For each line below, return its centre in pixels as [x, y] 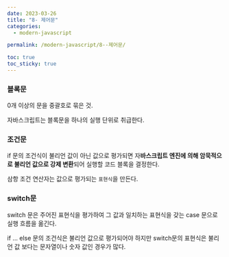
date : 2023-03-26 [32, 13]
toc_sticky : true [32, 64]
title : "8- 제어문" [33, 20]
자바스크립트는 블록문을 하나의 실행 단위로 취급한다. [76, 120]
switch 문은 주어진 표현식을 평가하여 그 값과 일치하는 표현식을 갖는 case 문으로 [112, 214]
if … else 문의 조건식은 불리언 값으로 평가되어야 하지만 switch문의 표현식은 [107, 238]
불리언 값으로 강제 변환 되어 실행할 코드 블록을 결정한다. [87, 164]
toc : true [21, 58]
